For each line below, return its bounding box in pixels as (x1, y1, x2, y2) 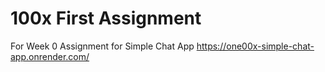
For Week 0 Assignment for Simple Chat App (10, 40, 195, 52)
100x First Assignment (10, 7, 202, 30)
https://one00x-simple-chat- (196, 40, 315, 52)
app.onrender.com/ (10, 50, 90, 62)
